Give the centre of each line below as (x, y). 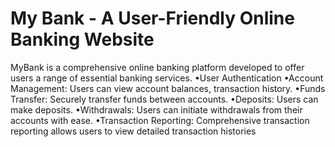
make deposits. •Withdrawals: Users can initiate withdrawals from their (156, 109)
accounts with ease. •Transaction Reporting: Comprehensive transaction (160, 120)
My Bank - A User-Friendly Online (152, 18)
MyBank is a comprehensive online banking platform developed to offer (157, 67)
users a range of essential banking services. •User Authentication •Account (167, 78)
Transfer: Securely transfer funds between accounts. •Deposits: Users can (164, 99)
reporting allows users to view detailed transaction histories (133, 131)
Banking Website (82, 39)
